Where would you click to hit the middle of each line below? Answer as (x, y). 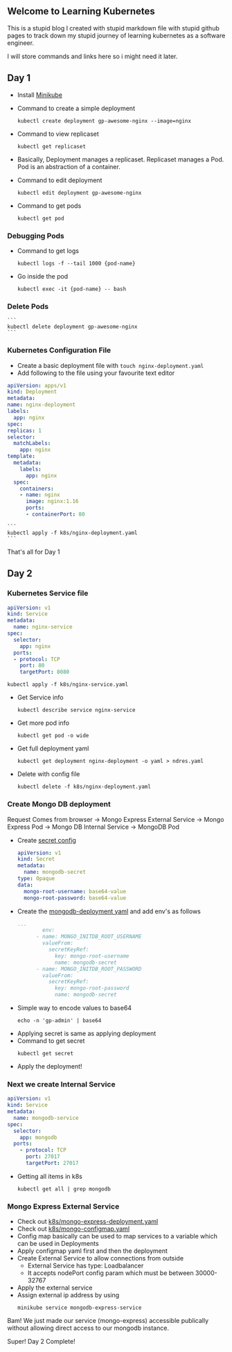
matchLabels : (32, 444)
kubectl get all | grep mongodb (64, 1189)
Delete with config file (48, 774)
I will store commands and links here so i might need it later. (92, 56)
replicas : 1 (24, 430)
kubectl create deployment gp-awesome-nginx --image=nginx (104, 121)
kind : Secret (36, 859)
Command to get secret (51, 1041)
